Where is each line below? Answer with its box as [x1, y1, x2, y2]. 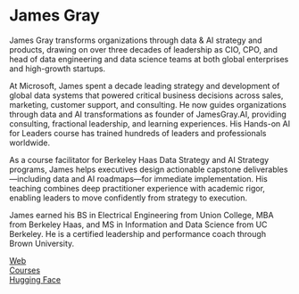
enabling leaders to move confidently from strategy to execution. [9, 192, 248, 203]
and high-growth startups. [9, 63, 105, 74]
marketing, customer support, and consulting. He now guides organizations [9, 99, 287, 110]
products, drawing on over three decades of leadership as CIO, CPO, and [9, 44, 278, 54]
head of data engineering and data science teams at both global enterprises [9, 53, 289, 64]
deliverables [243, 164, 288, 175]
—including [9, 173, 52, 184]
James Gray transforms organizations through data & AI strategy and [9, 35, 262, 45]
